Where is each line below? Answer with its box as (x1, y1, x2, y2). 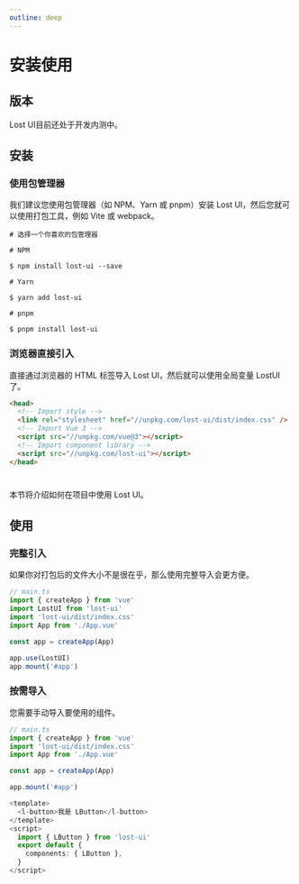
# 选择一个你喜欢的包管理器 (9, 231, 99, 240)
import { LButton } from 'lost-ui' (17, 833, 151, 842)
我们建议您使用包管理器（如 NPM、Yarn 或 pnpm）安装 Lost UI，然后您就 (9, 199, 283, 210)
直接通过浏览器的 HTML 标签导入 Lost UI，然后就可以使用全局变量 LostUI (9, 369, 281, 380)
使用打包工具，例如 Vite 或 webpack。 (16, 211, 159, 222)
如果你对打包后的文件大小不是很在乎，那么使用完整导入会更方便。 (9, 570, 254, 580)
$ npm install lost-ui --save (9, 262, 123, 271)
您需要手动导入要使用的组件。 (9, 706, 120, 717)
